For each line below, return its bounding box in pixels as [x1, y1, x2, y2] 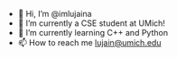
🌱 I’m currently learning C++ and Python [17, 28, 169, 37]
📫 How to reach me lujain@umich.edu [17, 37, 162, 48]
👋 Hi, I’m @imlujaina [17, 9, 92, 19]
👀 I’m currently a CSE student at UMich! [17, 18, 165, 28]
